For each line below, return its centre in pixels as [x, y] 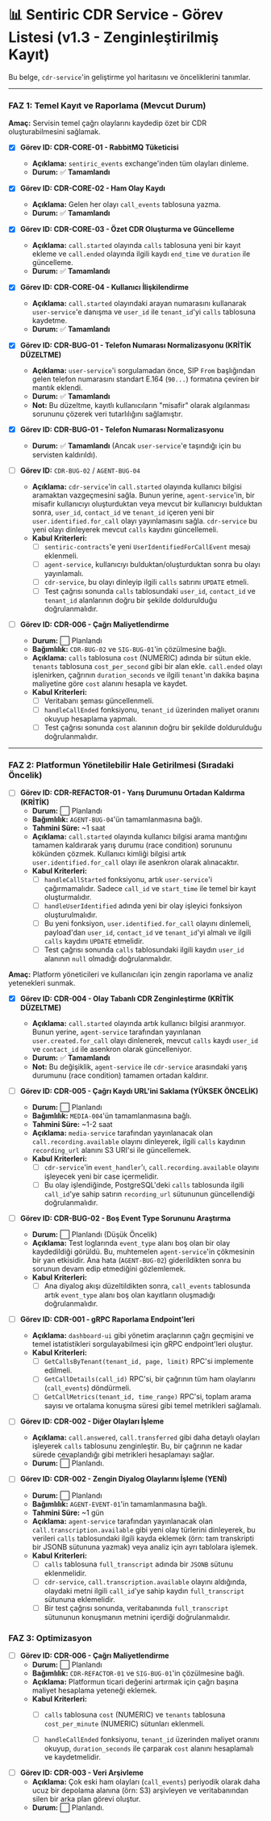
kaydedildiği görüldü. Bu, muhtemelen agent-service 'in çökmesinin [144, 1251]
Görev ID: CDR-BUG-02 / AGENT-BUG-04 [80, 470]
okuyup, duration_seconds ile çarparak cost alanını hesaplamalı [149, 1748]
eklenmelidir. [65, 1573]
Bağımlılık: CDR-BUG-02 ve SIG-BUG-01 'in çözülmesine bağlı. [129, 649]
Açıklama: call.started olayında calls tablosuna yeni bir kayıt [136, 246]
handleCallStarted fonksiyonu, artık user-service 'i [128, 879]
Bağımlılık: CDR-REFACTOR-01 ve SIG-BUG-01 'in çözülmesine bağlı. [138, 1673]
